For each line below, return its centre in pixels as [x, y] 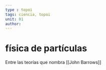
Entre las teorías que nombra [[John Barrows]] [53, 62]
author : [13, 24]
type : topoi [19, 10]
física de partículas [46, 48]
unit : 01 [14, 19]
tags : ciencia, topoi [28, 14]
